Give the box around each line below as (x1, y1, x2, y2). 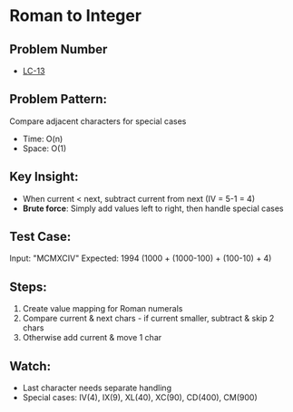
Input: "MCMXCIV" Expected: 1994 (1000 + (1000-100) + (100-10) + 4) (9, 253, 272, 263)
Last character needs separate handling (22, 382, 172, 394)
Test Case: (9, 229, 72, 244)
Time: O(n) (22, 133, 63, 144)
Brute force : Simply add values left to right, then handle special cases (22, 203, 284, 214)
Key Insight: (9, 169, 79, 185)
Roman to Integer (9, 5, 142, 26)
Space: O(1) (22, 142, 67, 154)
